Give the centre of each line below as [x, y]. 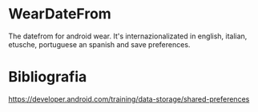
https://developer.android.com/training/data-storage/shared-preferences [129, 99]
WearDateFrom [60, 14]
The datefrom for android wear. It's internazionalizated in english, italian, [128, 36]
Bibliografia [48, 77]
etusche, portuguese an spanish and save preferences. [99, 44]
